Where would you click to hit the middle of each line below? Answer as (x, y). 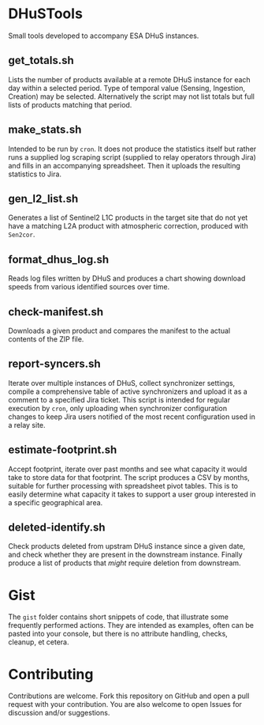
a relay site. (27, 425)
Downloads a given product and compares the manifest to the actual (119, 330)
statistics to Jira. (35, 174)
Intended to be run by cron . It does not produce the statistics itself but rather (132, 149)
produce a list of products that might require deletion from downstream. (125, 563)
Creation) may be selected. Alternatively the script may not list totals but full (131, 96)
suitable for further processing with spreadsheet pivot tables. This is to (123, 485)
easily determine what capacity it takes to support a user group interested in (132, 494)
